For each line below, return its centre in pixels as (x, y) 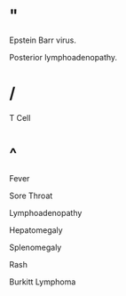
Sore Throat (31, 196)
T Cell (20, 117)
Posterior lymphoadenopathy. (63, 57)
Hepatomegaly (36, 230)
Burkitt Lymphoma (43, 282)
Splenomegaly (35, 247)
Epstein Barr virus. (43, 40)
